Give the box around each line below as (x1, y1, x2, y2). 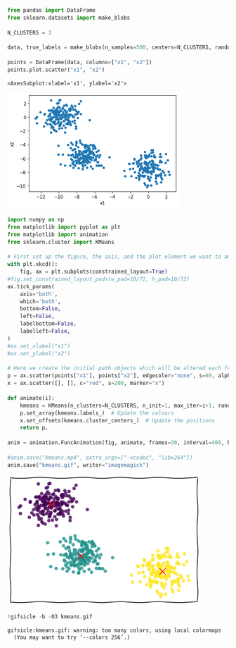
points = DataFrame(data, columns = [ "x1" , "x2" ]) (7, 59, 152, 66)
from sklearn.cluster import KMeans (7, 238, 114, 245)
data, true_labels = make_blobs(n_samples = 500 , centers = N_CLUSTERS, (7, 44, 212, 51)
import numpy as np (7, 216, 65, 223)
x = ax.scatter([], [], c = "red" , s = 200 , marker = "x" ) (7, 380, 165, 387)
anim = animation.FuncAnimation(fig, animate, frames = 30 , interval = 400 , (7, 439, 225, 446)
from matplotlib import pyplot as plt (7, 224, 121, 231)
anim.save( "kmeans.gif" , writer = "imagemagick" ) (7, 461, 150, 468)
